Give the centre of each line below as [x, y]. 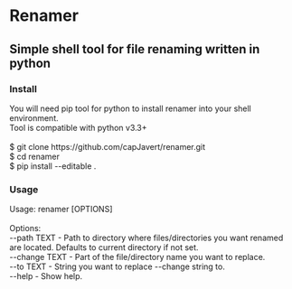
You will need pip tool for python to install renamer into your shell [130, 108]
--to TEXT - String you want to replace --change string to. [118, 266]
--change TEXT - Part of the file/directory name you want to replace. [137, 257]
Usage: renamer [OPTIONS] [61, 210]
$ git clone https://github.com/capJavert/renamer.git [108, 146]
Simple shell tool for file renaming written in [135, 49]
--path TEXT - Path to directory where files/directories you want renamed [146, 238]
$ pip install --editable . [53, 166]
